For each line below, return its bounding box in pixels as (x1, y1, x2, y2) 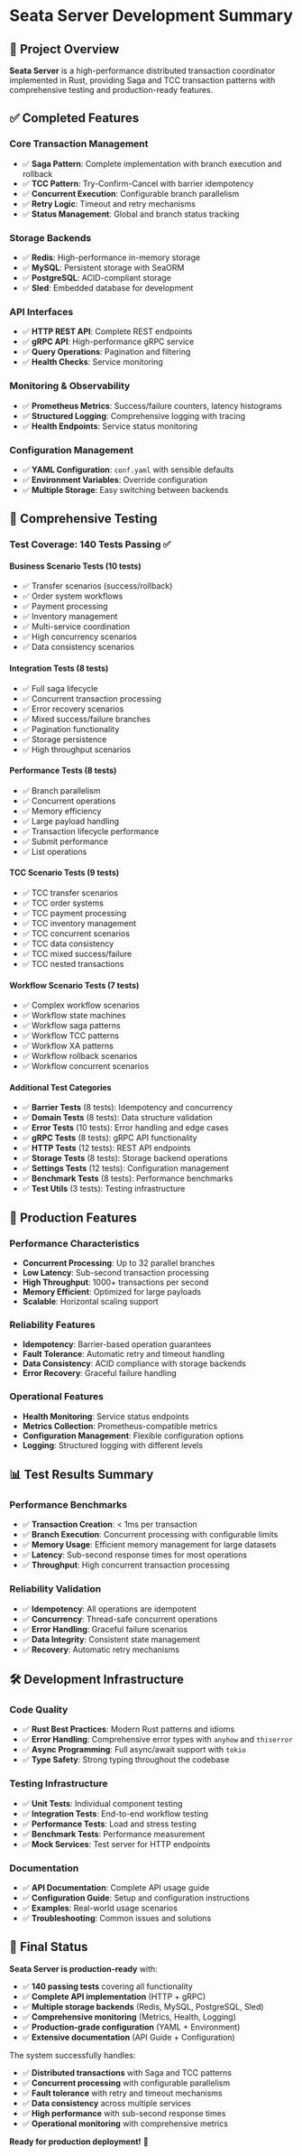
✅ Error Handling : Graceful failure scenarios (22, 1623, 188, 1634)
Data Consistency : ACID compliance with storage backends (22, 1358, 246, 1369)
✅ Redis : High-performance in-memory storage (22, 252, 201, 263)
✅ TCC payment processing (22, 908, 127, 918)
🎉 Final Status (9, 1939, 88, 1955)
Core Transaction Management (9, 137, 149, 150)
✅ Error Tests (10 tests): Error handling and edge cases (22, 1122, 229, 1133)
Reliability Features (9, 1319, 96, 1332)
